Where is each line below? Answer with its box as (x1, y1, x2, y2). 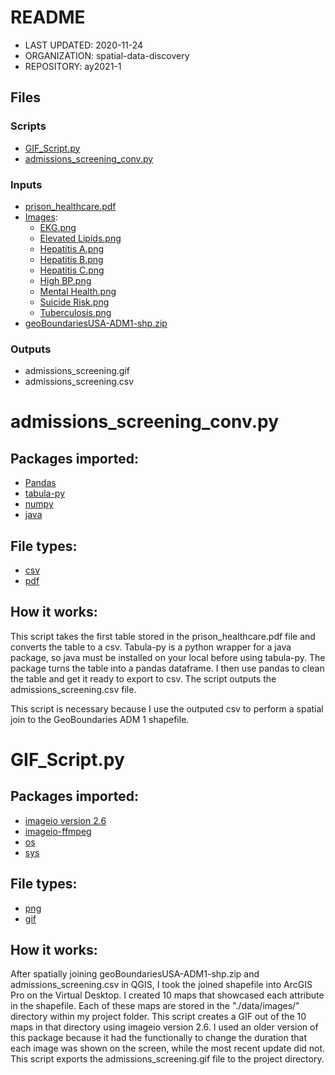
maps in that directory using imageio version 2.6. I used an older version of (10, 1021, 319, 1033)
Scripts (10, 119, 47, 133)
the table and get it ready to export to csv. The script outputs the (10, 672, 277, 685)
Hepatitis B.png (39, 253, 104, 265)
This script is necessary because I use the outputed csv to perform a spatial (10, 702, 324, 715)
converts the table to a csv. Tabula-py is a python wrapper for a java (10, 641, 292, 653)
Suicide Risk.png (39, 296, 110, 308)
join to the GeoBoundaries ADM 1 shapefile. (10, 713, 190, 725)
